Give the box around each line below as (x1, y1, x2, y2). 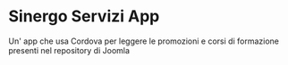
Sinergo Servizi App (8, 6, 160, 27)
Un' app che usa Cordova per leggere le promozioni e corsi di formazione (8, 36, 279, 46)
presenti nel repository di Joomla (8, 45, 131, 55)
